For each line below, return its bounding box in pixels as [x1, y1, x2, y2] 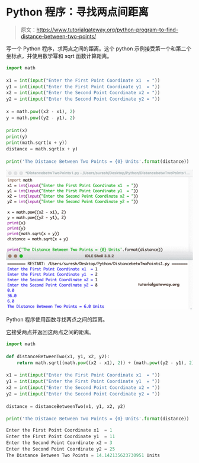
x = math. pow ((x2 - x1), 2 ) [6, 109, 76, 115]
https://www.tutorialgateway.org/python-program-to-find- [36, 26, 179, 33]
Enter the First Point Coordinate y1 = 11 [6, 433, 115, 440]
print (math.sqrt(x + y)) [6, 140, 68, 146]
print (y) [6, 134, 28, 140]
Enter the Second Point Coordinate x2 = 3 [6, 440, 113, 446]
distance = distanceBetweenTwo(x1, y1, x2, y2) [6, 403, 126, 409]
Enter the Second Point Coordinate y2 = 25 [6, 446, 115, 452]
